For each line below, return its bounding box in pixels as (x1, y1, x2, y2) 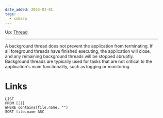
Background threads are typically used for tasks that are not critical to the (5, 59, 152, 64)
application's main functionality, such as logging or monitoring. (5, 64, 131, 70)
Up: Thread (5, 29, 28, 35)
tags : (5, 12, 16, 16)
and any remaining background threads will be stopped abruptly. (5, 54, 134, 59)
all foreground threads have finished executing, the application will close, (5, 48, 151, 54)
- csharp (9, 16, 27, 21)
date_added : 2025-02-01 (5, 7, 53, 12)
